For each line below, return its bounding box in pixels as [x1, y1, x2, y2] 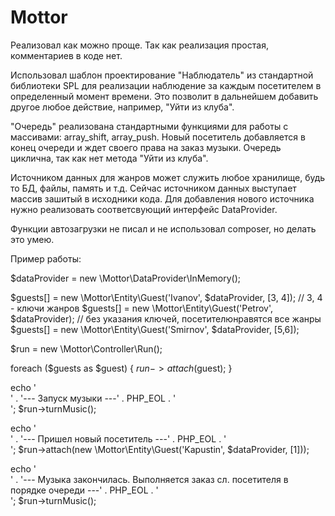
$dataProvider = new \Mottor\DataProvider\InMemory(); [10, 272, 241, 284]
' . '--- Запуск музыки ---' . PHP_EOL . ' [10, 392, 177, 404]
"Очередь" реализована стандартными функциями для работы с [10, 120, 289, 132]
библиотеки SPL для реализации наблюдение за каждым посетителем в [10, 79, 322, 91]
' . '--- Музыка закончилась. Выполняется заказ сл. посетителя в [10, 473, 289, 485]
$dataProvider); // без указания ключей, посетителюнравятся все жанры [10, 312, 322, 325]
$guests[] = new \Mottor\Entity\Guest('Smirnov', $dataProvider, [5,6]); [10, 323, 300, 335]
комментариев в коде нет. [10, 49, 123, 61]
